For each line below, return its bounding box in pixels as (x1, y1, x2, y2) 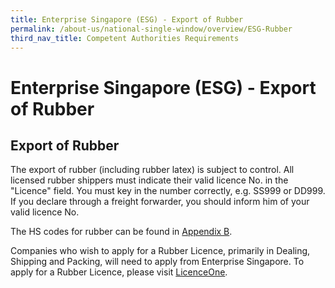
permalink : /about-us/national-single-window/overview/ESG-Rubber (10, 24, 293, 34)
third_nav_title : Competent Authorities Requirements (10, 33, 240, 43)
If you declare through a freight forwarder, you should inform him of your (10, 196, 310, 208)
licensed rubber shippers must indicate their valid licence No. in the (10, 174, 289, 186)
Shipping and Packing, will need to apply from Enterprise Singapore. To (10, 256, 305, 268)
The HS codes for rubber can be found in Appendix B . (10, 226, 233, 238)
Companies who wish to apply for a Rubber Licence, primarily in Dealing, (10, 245, 311, 257)
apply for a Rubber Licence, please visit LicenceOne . (10, 266, 228, 278)
